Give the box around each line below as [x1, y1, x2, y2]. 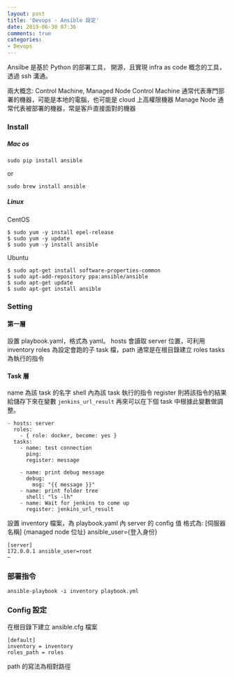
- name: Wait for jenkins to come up [20, 500, 130, 507]
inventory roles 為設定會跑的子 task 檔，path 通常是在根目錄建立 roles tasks [7, 345, 225, 354]
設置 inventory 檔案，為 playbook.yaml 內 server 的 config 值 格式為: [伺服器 [7, 519, 226, 528]
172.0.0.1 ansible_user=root [7, 548, 92, 555]
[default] [7, 636, 36, 643]
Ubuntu [7, 253, 29, 261]
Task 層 [7, 371, 29, 380]
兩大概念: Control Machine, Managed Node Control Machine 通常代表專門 [7, 87, 219, 95]
